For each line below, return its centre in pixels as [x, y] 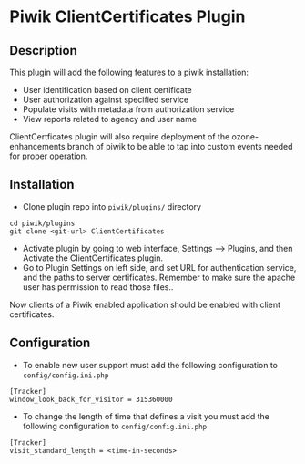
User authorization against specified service [106, 99]
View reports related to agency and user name [110, 119]
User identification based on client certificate [107, 90]
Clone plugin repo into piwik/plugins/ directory [112, 206]
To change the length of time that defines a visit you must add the [146, 416]
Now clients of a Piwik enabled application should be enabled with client [145, 304]
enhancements [37, 146]
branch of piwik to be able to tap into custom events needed [180, 146]
